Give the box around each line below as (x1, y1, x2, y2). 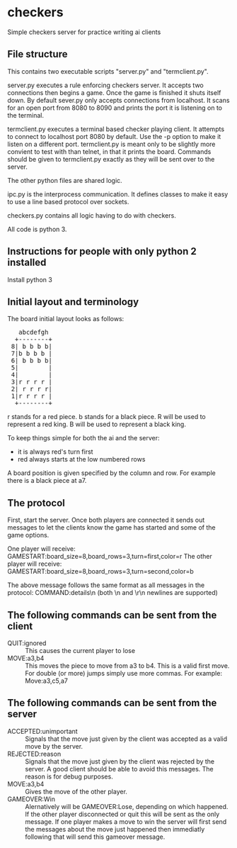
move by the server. (25, 742, 83, 750)
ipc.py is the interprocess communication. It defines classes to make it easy (7, 189, 229, 199)
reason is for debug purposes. (25, 772, 113, 781)
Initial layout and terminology (7, 296, 139, 308)
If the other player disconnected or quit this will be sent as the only (25, 810, 220, 818)
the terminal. (7, 111, 45, 119)
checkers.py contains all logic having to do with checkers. (7, 211, 177, 220)
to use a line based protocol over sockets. (7, 197, 129, 206)
